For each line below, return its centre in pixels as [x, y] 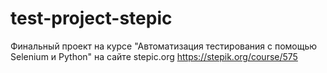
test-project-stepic [91, 18]
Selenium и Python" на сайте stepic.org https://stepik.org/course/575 [154, 56]
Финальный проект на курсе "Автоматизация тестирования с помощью [164, 46]
